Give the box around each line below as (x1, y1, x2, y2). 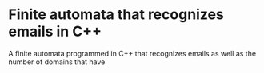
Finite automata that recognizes (8, 6, 224, 24)
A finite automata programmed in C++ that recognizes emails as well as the (8, 48, 257, 58)
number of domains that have (8, 57, 106, 67)
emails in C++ (8, 22, 102, 40)
